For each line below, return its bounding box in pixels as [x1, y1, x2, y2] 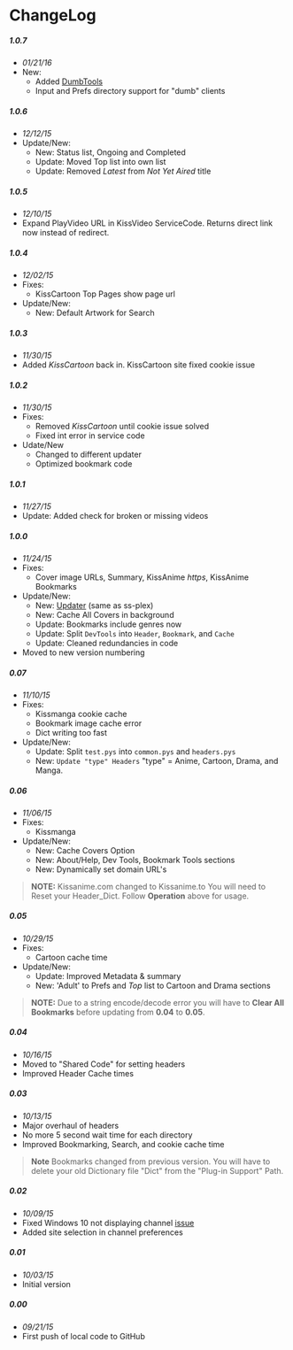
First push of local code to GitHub [21, 1331, 146, 1341]
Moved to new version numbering [21, 647, 145, 658]
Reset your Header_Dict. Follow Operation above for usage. [30, 891, 250, 901]
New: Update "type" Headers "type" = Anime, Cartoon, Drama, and [35, 755, 279, 766]
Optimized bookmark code [35, 459, 133, 469]
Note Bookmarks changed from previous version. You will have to [30, 1156, 271, 1167]
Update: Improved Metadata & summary [35, 970, 181, 981]
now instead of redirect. [21, 228, 110, 238]
